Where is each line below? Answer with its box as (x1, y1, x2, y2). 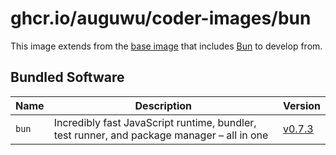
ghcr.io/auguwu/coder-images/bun (10, 7, 312, 30)
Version (282, 98, 321, 112)
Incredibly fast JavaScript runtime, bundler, (53, 115, 257, 129)
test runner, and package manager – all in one (53, 128, 269, 142)
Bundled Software (10, 69, 125, 86)
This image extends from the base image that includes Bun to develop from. (10, 40, 323, 52)
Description (134, 98, 192, 112)
